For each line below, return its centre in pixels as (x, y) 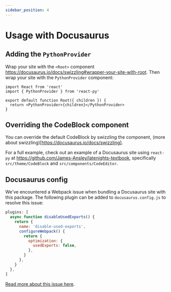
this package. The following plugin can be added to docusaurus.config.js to (86, 197)
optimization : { (45, 241)
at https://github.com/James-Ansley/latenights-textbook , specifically (83, 158)
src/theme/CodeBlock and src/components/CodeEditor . (62, 163)
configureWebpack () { (42, 231)
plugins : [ (17, 212)
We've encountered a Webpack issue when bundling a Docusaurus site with (85, 192)
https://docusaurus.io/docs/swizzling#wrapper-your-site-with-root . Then (83, 72)
